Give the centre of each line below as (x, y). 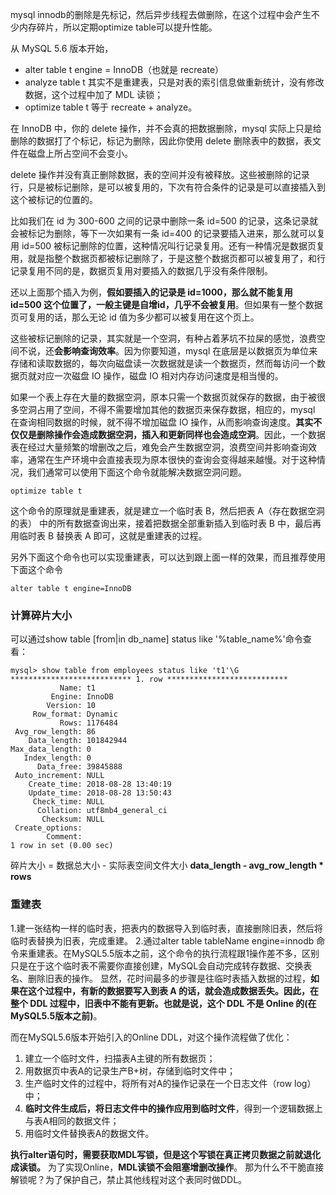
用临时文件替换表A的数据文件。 (89, 1133)
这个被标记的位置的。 (54, 199)
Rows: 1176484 (88, 723)
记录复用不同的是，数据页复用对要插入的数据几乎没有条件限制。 (141, 271)
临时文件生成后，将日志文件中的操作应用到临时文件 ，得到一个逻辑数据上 (173, 1108)
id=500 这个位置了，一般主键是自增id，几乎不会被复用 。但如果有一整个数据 (166, 304)
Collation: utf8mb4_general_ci (102, 811)
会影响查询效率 (85, 351)
